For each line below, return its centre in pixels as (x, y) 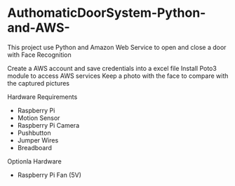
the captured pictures (39, 83)
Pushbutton (34, 133)
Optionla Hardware (34, 161)
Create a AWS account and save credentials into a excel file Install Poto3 (112, 68)
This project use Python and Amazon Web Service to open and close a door (117, 47)
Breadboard (35, 147)
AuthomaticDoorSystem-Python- (107, 13)
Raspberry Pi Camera (48, 125)
